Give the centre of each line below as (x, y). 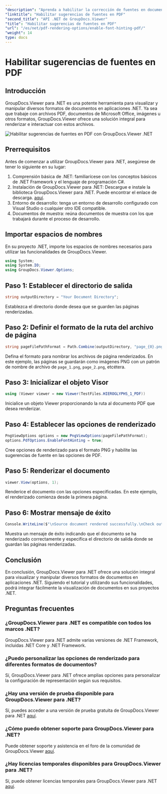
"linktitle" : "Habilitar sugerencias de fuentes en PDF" (65, 14)
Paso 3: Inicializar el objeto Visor (57, 382)
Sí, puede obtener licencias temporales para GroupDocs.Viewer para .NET (81, 781)
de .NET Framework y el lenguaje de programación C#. (69, 182)
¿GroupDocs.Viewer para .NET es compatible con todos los (78, 623)
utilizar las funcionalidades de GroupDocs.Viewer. (56, 251)
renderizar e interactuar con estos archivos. (50, 124)
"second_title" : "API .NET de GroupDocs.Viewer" (56, 19)
